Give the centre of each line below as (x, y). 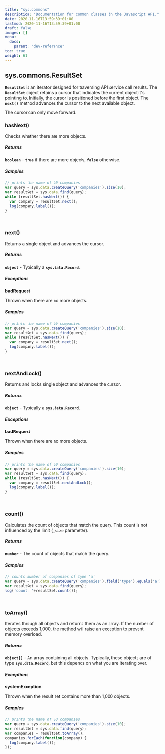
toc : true (15, 51)
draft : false (18, 28)
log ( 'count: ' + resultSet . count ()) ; (41, 591)
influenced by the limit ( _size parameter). (47, 530)
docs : (15, 42)
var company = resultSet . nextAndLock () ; (51, 483)
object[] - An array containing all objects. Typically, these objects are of (78, 658)
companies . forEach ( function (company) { (46, 738)
